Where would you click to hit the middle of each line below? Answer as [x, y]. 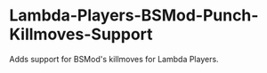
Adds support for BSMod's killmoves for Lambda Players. [114, 59]
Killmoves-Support [81, 34]
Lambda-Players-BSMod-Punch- [134, 16]
